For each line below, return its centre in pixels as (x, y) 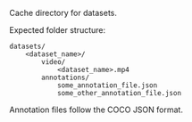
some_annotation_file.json (107, 85)
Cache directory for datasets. (63, 13)
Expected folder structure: (58, 30)
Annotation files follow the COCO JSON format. (96, 110)
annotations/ (66, 77)
